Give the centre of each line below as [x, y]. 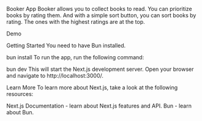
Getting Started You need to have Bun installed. [66, 46]
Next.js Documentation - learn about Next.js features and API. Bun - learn [99, 106]
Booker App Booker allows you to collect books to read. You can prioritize [99, 9]
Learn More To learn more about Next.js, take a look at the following [92, 87]
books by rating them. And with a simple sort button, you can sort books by [101, 15]
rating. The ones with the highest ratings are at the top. [76, 22]
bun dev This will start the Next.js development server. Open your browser [100, 69]
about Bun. [20, 112]
